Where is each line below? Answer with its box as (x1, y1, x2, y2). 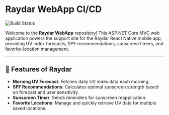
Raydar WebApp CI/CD (5, 4, 102, 15)
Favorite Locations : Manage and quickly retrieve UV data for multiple (12, 99, 157, 106)
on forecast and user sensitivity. (12, 89, 79, 95)
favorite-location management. (5, 46, 69, 52)
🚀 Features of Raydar (5, 65, 72, 74)
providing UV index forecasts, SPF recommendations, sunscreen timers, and (5, 40, 163, 46)
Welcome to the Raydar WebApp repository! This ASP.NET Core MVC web (5, 30, 160, 36)
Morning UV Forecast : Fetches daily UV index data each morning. (12, 78, 150, 84)
